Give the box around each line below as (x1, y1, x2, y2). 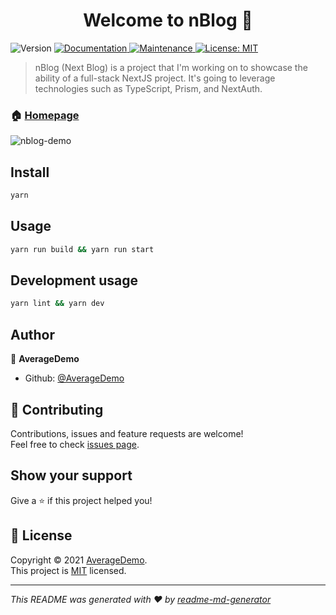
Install (10, 164, 50, 181)
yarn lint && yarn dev (10, 299, 105, 309)
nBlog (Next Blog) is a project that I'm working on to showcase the (34, 61, 308, 73)
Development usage (10, 272, 139, 289)
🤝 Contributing (10, 401, 104, 418)
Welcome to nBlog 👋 (83, 9, 253, 32)
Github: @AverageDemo (24, 372, 125, 384)
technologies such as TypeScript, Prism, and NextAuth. (34, 82, 263, 94)
